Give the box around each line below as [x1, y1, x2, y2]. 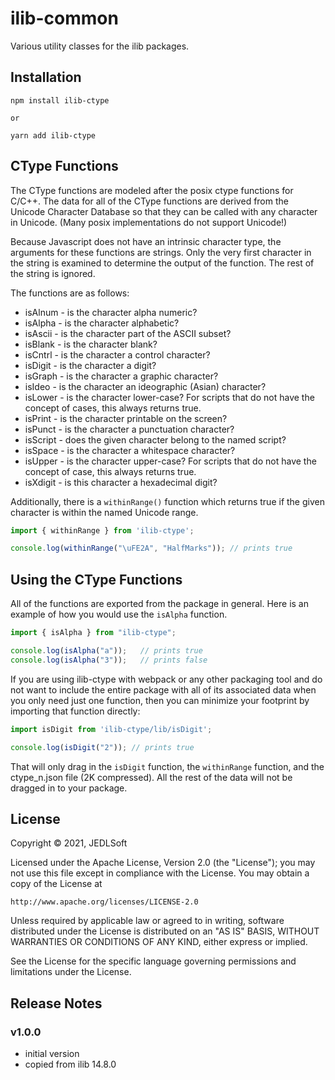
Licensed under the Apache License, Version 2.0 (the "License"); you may [10, 857, 316, 869]
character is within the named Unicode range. [10, 506, 199, 518]
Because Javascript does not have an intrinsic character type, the [10, 235, 282, 247]
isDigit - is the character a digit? [24, 359, 157, 371]
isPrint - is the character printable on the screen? [24, 412, 228, 424]
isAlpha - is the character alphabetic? [24, 317, 180, 329]
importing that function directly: [10, 705, 141, 717]
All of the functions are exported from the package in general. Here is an [10, 598, 310, 610]
